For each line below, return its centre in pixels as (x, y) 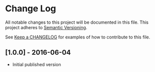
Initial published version (37, 64)
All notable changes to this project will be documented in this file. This (77, 22)
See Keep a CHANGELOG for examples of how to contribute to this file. (78, 37)
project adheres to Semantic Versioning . (46, 27)
